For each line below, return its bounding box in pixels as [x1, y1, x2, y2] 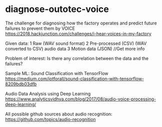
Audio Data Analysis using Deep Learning [5, 90, 91, 96]
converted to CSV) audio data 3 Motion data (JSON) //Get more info [5, 45, 145, 51]
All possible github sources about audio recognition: [5, 111, 112, 117]
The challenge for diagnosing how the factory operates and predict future [5, 20, 157, 26]
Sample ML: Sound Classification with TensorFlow [5, 70, 108, 76]
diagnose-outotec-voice [5, 3, 109, 15]
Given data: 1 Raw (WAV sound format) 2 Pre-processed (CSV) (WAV [5, 40, 147, 46]
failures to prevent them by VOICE [5, 25, 75, 31]
